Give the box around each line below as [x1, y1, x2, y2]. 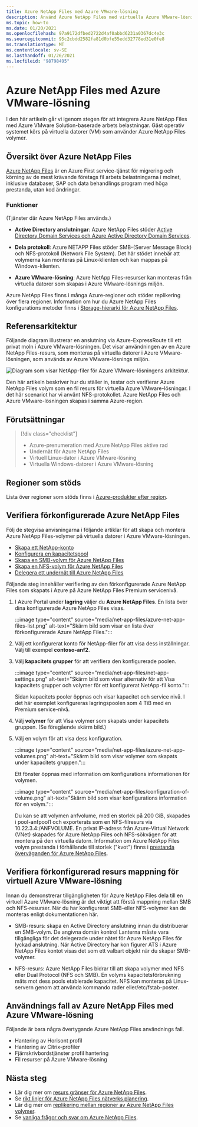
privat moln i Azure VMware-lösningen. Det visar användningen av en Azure [6, 343, 190, 350]
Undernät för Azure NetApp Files [29, 448, 109, 455]
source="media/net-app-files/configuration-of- [74, 788, 190, 795]
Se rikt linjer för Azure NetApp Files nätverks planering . [14, 1095, 149, 1102]
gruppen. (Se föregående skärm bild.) [14, 723, 107, 730]
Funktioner [6, 201, 38, 209]
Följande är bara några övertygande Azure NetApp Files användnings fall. [6, 1026, 184, 1033]
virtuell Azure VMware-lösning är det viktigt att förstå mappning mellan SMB [6, 898, 192, 905]
